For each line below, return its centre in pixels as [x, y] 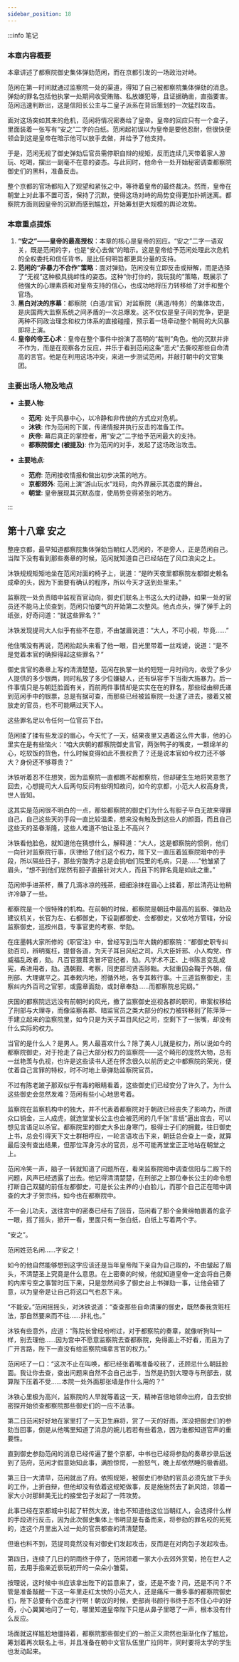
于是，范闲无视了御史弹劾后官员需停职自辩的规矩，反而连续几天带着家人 [113, 153]
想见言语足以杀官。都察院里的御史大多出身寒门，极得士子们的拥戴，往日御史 [119, 1127]
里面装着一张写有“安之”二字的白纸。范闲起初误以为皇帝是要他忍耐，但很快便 [119, 129]
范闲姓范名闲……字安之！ [44, 1250]
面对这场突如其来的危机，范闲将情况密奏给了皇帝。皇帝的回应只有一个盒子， [119, 120]
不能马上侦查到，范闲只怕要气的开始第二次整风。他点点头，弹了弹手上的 [126, 607]
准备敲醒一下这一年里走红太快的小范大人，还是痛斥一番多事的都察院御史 [126, 1592]
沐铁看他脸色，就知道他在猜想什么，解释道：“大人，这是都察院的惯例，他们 [118, 843]
